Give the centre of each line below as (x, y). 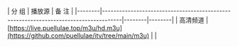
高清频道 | (194, 20)
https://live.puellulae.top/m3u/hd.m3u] (66, 28)
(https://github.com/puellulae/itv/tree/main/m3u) (79, 36)
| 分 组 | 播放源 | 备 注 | (40, 11)
